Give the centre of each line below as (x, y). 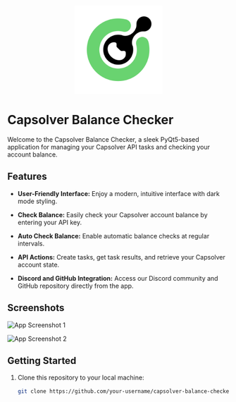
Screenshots (36, 308)
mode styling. (37, 201)
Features (27, 177)
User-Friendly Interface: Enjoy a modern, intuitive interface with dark (119, 193)
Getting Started (42, 361)
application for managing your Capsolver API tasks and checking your (108, 147)
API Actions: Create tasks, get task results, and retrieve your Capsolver (121, 257)
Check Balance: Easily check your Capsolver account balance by (112, 214)
